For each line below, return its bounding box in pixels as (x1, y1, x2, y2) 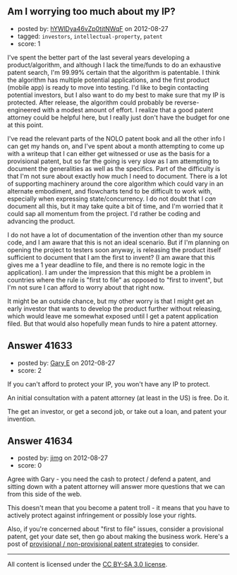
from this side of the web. (7, 490, 83, 499)
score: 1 (17, 39, 41, 48)
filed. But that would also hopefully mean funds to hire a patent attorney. (7, 319, 217, 328)
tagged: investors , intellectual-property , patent (17, 32, 163, 40)
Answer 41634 (7, 435, 73, 447)
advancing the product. (7, 217, 75, 225)
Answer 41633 (7, 340, 73, 352)
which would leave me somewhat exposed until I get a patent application (7, 312, 219, 320)
